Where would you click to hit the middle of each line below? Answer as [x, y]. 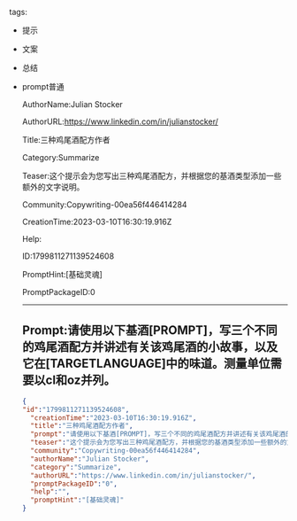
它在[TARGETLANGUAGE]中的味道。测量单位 [146, 364]
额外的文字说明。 [53, 187]
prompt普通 [43, 86]
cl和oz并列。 [81, 381]
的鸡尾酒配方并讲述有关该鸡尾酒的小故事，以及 [150, 347]
